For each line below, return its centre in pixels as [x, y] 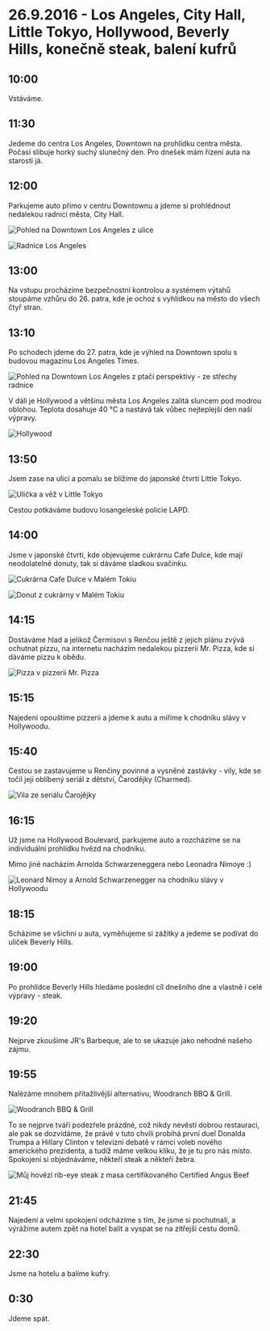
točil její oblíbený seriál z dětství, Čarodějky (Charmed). [100, 780]
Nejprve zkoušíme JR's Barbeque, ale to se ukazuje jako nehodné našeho [130, 1040]
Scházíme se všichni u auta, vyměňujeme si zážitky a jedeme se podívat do [133, 933]
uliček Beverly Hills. [41, 942]
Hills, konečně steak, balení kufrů [123, 49]
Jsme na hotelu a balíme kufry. [60, 1274]
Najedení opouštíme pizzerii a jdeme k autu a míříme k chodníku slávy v [127, 717]
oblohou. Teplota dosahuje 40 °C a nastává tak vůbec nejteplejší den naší [130, 409]
